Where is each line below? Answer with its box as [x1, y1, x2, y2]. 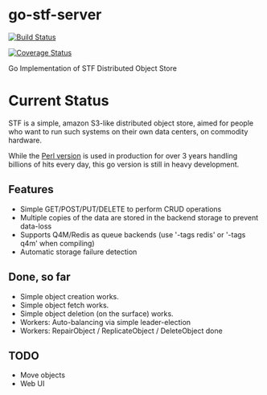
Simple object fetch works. [19, 300, 109, 310]
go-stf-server [8, 6, 102, 24]
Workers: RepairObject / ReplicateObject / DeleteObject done [19, 326, 223, 335]
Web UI [19, 379, 45, 389]
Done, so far [8, 270, 71, 284]
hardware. [8, 135, 43, 145]
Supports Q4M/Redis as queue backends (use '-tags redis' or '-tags [19, 229, 246, 239]
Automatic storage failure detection [19, 247, 138, 257]
